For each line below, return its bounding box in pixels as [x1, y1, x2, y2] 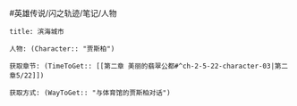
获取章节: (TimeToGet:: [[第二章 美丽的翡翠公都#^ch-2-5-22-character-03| [9, 61, 276, 70]
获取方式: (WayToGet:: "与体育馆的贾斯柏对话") [9, 88, 172, 97]
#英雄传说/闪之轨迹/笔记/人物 [9, 8, 118, 18]
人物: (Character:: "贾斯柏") [9, 45, 115, 53]
